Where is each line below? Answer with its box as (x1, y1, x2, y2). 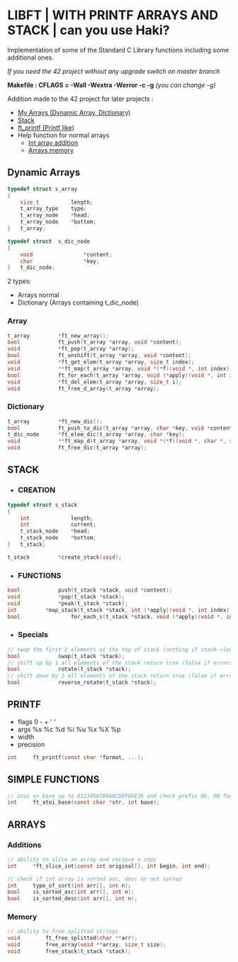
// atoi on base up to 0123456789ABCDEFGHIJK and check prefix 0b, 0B (7, 792, 220, 799)
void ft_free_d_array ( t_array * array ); (7, 385, 160, 392)
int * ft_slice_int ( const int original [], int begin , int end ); (7, 863, 211, 870)
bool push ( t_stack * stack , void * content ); (7, 586, 173, 594)
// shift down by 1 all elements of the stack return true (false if (7, 672, 217, 679)
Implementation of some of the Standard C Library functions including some (7, 45, 229, 54)
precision (17, 740, 45, 748)
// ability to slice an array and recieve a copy (7, 856, 157, 863)
